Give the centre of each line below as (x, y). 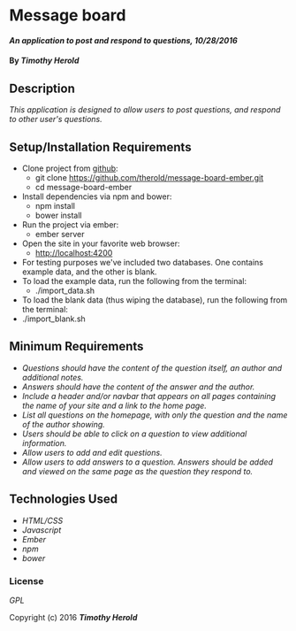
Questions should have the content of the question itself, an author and (152, 367)
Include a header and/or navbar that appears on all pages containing (149, 396)
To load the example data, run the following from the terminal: (134, 281)
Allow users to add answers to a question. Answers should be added (148, 462)
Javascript (42, 530)
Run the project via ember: (70, 225)
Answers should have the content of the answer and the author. (138, 387)
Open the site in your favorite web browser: (101, 243)
